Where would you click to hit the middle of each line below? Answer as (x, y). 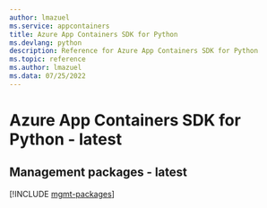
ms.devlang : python (46, 43)
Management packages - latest (99, 173)
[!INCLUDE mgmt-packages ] (62, 194)
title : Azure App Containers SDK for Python (94, 34)
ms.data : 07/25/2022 (48, 76)
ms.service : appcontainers (60, 26)
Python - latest (66, 139)
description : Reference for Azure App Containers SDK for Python (133, 51)
